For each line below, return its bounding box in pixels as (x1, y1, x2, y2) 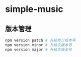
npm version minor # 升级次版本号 (5, 42, 72, 48)
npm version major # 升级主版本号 (5, 47, 72, 52)
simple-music (5, 3, 64, 15)
